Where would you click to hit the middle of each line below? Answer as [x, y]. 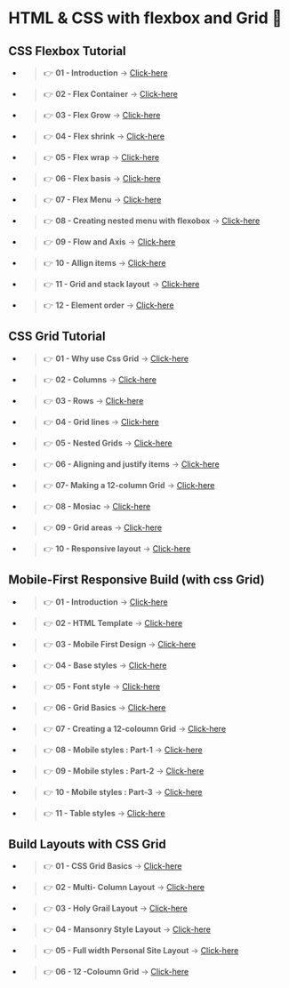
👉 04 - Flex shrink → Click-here [104, 136]
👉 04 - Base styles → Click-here [105, 665]
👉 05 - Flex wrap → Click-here [101, 157]
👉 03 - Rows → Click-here [93, 400]
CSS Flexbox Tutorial [67, 51]
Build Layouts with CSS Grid [87, 844]
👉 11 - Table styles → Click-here [104, 813]
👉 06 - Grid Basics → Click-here [104, 707]
